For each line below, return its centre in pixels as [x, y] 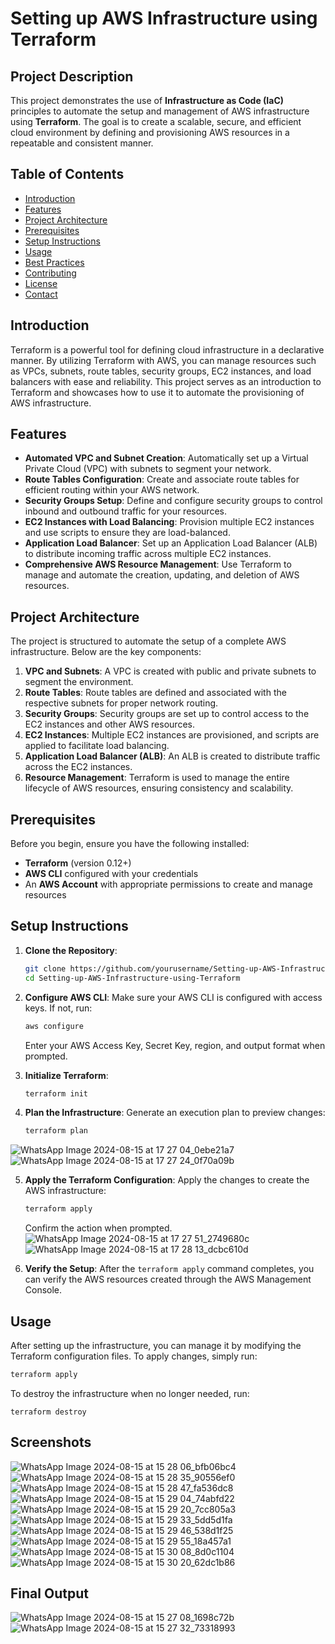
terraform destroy [48, 1412]
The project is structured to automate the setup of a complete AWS [148, 641]
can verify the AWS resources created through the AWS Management [168, 1279]
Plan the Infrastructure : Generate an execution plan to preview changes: [175, 1113]
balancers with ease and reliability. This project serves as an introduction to [166, 381]
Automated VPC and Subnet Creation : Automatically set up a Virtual [166, 458]
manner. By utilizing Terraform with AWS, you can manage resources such [163, 360]
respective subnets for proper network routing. [121, 703]
